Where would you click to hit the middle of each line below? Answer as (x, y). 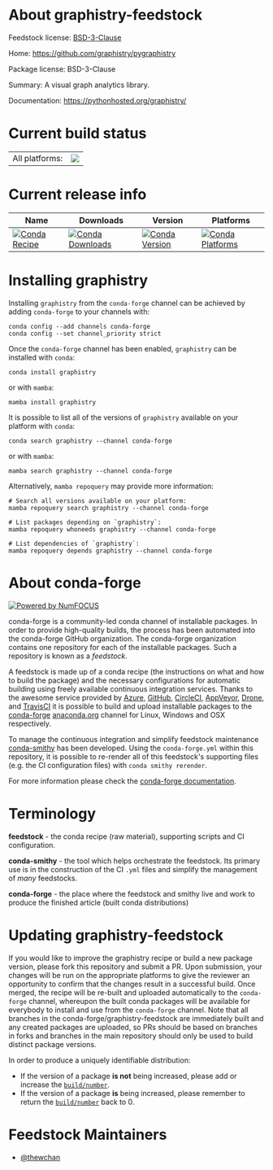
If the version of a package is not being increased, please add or (128, 1076)
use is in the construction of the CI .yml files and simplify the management (133, 869)
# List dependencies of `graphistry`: (74, 544)
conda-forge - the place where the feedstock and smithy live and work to (132, 893)
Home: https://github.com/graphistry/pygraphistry (92, 53)
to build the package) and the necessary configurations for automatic (125, 680)
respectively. (30, 723)
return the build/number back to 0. (77, 1102)
